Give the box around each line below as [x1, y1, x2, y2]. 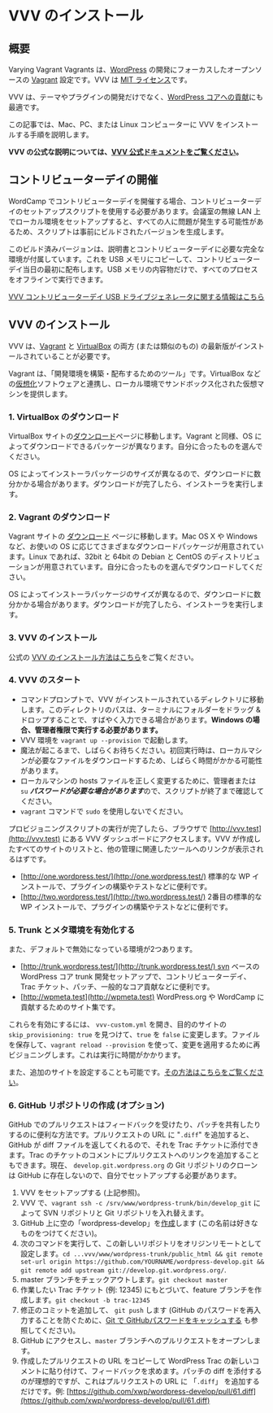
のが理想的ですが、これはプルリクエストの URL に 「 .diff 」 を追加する [19, 1376, 260, 1386]
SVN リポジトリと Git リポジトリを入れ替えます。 [43, 1208, 209, 1218]
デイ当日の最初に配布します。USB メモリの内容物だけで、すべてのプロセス [8, 264, 258, 274]
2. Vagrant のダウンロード [8, 511, 111, 522]
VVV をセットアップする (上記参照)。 [19, 1188, 145, 1197]
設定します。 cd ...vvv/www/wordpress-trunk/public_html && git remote [19, 1249, 263, 1258]
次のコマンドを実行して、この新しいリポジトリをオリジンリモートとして [19, 1239, 262, 1249]
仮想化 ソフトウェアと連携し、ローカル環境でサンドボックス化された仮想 [15, 378, 258, 388]
